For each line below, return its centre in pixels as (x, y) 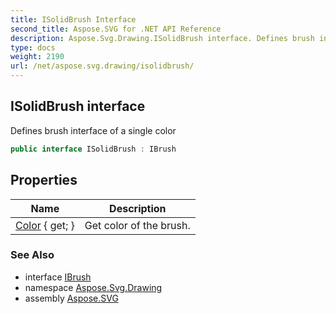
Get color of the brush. (137, 225)
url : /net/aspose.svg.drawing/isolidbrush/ (102, 66)
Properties (44, 180)
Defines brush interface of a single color (93, 130)
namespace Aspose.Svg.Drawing (93, 287)
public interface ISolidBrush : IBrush (93, 149)
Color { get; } (45, 225)
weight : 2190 (37, 57)
